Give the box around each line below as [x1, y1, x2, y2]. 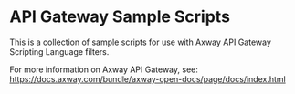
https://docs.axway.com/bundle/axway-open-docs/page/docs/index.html [9, 73, 286, 84]
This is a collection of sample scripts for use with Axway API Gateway [9, 37, 272, 47]
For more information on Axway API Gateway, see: [9, 64, 198, 75]
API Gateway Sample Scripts [9, 6, 231, 27]
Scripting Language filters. [9, 46, 110, 57]
